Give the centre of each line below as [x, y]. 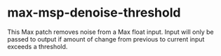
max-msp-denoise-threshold [94, 13]
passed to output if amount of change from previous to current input [106, 39]
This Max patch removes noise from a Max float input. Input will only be [110, 32]
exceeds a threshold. [38, 46]
